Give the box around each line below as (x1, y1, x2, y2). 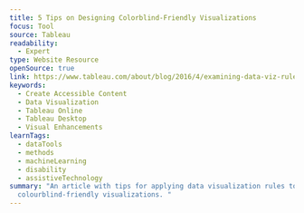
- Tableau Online (17, 106, 83, 115)
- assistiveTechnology (17, 173, 103, 182)
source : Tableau (9, 30, 71, 39)
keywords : (9, 81, 47, 90)
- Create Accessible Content (17, 89, 128, 98)
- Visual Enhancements (17, 123, 103, 132)
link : (9, 73, 30, 82)
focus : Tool (9, 22, 54, 31)
